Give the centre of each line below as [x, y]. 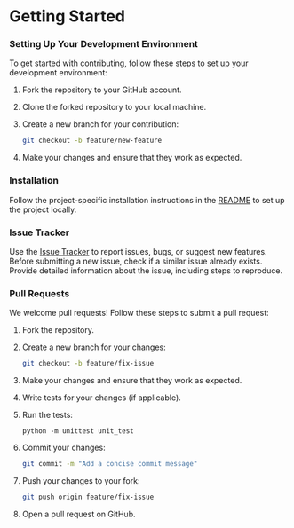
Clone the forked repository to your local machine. [114, 107]
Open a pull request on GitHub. [79, 514]
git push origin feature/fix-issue [88, 497]
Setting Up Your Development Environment [103, 44]
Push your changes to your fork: [81, 481]
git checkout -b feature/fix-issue [88, 364]
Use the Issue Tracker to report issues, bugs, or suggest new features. [139, 251]
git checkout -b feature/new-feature [92, 141]
